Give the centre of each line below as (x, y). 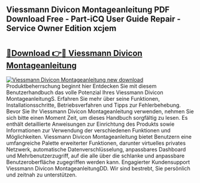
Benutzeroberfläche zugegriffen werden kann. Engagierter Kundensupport (98, 162)
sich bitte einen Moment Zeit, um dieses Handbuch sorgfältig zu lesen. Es (97, 118)
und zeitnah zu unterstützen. (42, 175)
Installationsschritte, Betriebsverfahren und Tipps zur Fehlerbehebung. (94, 105)
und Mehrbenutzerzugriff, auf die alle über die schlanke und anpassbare (96, 156)
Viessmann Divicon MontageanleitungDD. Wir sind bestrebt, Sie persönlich (98, 168)
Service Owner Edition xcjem (61, 28)
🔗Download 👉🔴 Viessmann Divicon (74, 53)
